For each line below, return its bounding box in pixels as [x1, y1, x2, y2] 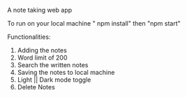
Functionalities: [7, 33, 51, 41]
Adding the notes [17, 46, 68, 54]
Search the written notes [17, 61, 89, 69]
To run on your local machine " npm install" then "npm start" [7, 19, 181, 27]
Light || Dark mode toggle [17, 76, 91, 84]
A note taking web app [7, 6, 73, 14]
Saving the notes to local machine [17, 69, 115, 76]
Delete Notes [17, 83, 56, 91]
